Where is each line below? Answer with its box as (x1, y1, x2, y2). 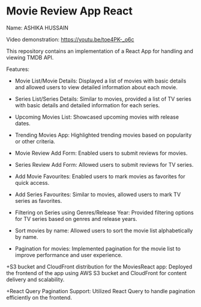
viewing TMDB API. (6, 54, 54, 61)
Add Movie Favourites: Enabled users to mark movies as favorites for (14, 173, 185, 180)
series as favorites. (14, 197, 62, 204)
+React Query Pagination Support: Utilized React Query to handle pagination (6, 287, 196, 294)
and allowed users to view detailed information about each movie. (14, 83, 178, 91)
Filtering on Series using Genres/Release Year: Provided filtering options (14, 209, 194, 216)
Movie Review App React (6, 4, 133, 18)
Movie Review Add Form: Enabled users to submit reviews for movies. (14, 149, 188, 157)
